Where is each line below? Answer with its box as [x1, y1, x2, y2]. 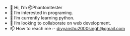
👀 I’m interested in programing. [9, 10, 73, 16]
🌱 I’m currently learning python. [9, 15, 74, 20]
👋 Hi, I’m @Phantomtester [9, 5, 63, 10]
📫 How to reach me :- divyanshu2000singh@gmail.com [9, 26, 126, 31]
